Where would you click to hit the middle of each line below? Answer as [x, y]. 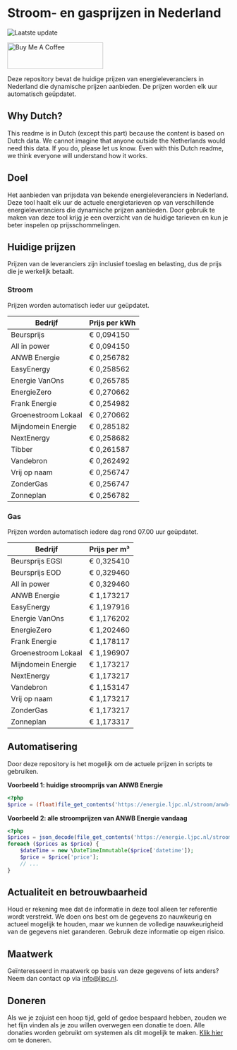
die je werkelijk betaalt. [41, 272]
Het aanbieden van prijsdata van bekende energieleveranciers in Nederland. [118, 195]
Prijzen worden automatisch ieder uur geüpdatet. [78, 305]
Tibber [22, 449]
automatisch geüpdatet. [42, 94]
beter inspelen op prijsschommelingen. [64, 225]
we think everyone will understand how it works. [78, 155]
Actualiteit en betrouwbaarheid [78, 892]
